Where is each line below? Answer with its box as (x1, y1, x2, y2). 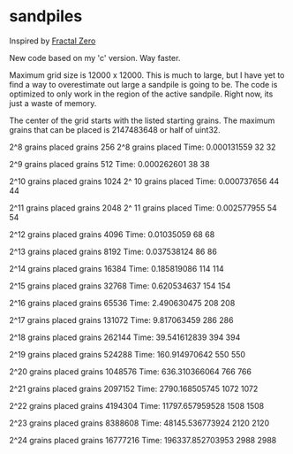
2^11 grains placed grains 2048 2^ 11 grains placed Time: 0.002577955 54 (9, 202, 278, 213)
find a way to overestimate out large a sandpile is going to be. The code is (9, 79, 278, 89)
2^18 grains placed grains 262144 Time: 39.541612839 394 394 (9, 332, 241, 342)
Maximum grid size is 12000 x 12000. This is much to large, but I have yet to (9, 69, 285, 81)
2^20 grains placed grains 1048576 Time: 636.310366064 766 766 (9, 366, 252, 377)
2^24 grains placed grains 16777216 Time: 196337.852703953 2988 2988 (9, 435, 277, 445)
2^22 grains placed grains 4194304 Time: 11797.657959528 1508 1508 (9, 400, 265, 411)
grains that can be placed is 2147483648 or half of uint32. (9, 124, 221, 135)
